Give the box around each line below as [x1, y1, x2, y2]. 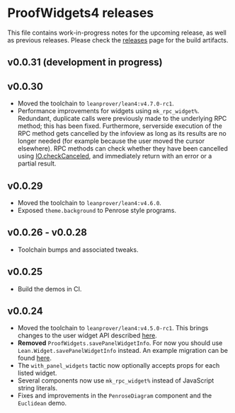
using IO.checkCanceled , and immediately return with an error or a [17, 152, 212, 161]
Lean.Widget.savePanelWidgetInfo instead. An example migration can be [17, 347, 229, 355]
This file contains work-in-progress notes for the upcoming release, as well [7, 28, 227, 37]
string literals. [17, 384, 58, 392]
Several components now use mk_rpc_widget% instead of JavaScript [17, 376, 214, 385]
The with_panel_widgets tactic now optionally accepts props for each [17, 361, 220, 370]
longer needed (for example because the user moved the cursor [17, 136, 205, 146]
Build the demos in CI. [17, 284, 82, 293]
